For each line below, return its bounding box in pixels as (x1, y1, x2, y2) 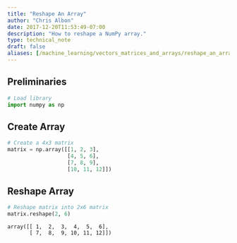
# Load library (7, 95, 52, 102)
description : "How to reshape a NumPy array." (7, 30, 147, 37)
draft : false (7, 43, 46, 50)
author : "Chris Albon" (7, 17, 74, 24)
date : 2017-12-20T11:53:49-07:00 (7, 23, 106, 30)
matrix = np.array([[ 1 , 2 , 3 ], (7, 146, 99, 153)
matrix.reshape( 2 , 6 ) (7, 211, 71, 218)
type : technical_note (7, 37, 71, 44)
